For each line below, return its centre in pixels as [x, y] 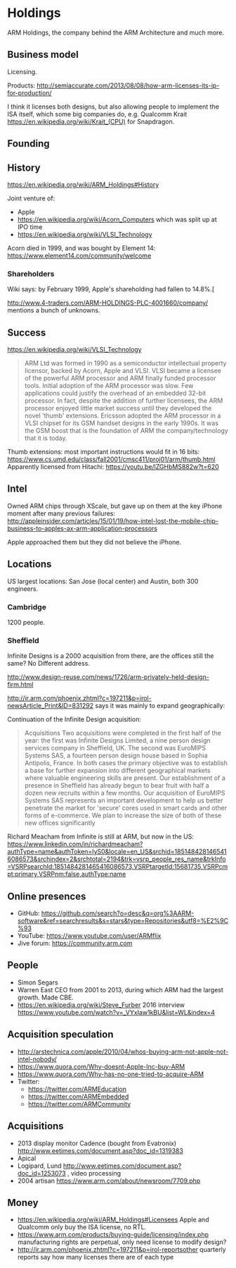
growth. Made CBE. [45, 997]
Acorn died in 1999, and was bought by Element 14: [81, 248]
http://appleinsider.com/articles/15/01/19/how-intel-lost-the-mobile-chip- [113, 520]
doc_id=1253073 [41, 1173]
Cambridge [27, 606]
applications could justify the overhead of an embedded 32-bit [115, 394]
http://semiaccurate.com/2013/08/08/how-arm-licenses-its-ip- [128, 85]
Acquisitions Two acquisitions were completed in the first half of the [123, 733]
